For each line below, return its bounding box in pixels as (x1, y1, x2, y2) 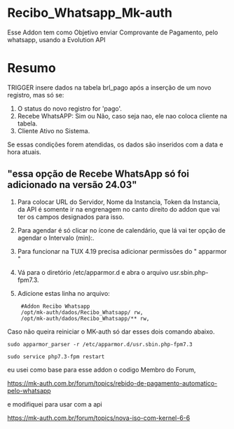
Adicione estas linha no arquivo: (17, 289, 110, 297)
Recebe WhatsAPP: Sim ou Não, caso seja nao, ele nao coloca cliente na (17, 111, 228, 120)
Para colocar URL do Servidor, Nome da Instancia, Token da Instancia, (17, 198, 221, 206)
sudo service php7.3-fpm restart (7, 353, 105, 360)
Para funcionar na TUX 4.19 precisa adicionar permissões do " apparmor (17, 247, 227, 255)
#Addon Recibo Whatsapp (20, 303, 90, 310)
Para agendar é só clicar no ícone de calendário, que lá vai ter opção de (17, 226, 226, 234)
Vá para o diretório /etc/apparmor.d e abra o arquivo (17, 268, 169, 276)
